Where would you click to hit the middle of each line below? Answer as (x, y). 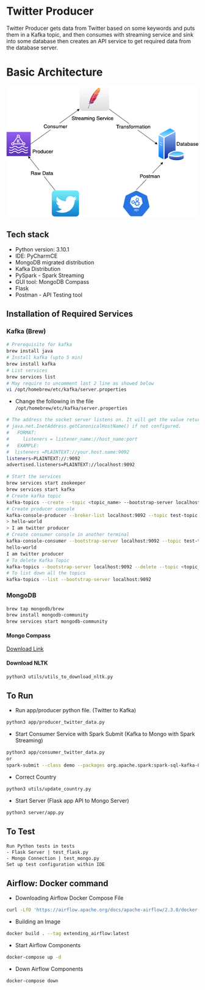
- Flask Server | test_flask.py (47, 853)
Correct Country (36, 777)
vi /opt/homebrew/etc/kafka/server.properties (67, 390)
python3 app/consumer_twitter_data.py (56, 753)
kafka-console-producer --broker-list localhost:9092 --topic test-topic (102, 515)
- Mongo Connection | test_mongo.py (53, 859)
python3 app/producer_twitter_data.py (56, 722)
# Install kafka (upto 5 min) (45, 358)
